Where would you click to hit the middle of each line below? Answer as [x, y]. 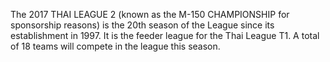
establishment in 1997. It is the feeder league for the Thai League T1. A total [165, 35]
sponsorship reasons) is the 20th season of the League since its [142, 25]
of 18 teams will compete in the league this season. [115, 46]
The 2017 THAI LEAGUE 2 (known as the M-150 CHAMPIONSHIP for [150, 14]
